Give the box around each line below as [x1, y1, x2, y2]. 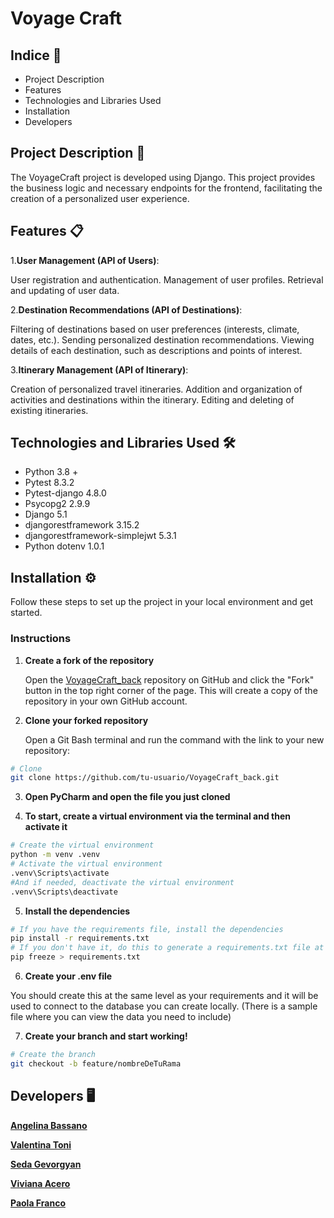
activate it [24, 821, 68, 833]
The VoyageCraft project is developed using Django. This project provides [10, 171, 316, 183]
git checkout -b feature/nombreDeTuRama [10, 1058, 182, 1069]
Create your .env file [24, 970, 113, 982]
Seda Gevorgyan [10, 1158, 82, 1170]
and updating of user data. [10, 284, 120, 296]
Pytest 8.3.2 [24, 477, 75, 489]
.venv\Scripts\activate [10, 868, 110, 878]
